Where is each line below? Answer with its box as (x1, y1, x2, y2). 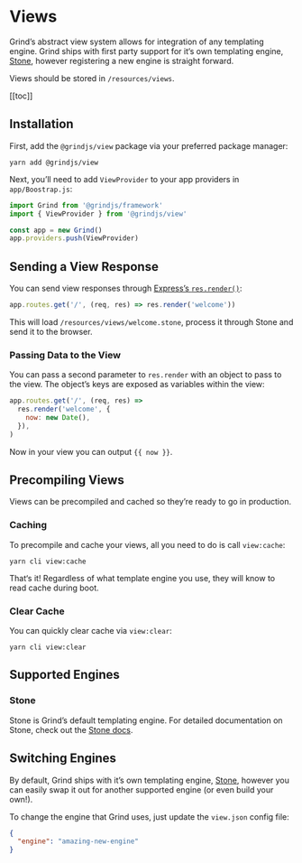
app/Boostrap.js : (9, 183, 73, 194)
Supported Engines (9, 667, 120, 682)
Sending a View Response (9, 259, 160, 274)
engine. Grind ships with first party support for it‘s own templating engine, (9, 45, 284, 56)
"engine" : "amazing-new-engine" (17, 837, 140, 846)
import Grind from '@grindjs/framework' (9, 200, 164, 209)
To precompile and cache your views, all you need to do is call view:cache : (9, 539, 286, 550)
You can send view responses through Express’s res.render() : (9, 283, 243, 294)
